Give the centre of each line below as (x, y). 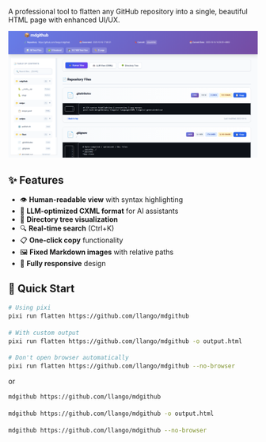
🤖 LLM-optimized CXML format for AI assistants (99, 211)
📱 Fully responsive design (63, 264)
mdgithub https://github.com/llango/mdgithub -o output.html (111, 413)
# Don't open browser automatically (68, 358)
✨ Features (36, 180)
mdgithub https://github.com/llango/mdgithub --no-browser (108, 430)
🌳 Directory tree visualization (69, 219)
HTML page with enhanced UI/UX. (64, 20)
